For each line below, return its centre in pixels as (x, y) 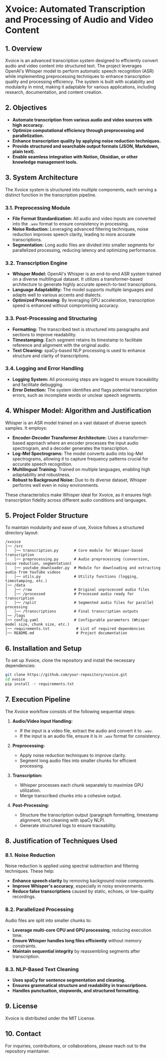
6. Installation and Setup (43, 648)
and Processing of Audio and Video (79, 20)
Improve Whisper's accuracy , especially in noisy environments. (78, 886)
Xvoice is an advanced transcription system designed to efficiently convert (82, 60)
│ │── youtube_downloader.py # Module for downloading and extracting (83, 568)
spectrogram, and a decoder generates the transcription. (70, 448)
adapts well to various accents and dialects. (57, 295)
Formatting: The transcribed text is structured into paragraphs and (81, 329)
